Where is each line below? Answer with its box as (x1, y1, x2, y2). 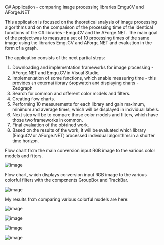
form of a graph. (5, 45, 38, 51)
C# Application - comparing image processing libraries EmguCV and (5, 4, 144, 10)
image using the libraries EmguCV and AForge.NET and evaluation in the (5, 40, 152, 46)
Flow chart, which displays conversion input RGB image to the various (5, 172, 147, 177)
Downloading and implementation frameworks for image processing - (12, 64, 154, 70)
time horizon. (12, 138, 39, 144)
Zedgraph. (12, 85, 33, 91)
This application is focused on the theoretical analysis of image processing (5, 19, 157, 25)
